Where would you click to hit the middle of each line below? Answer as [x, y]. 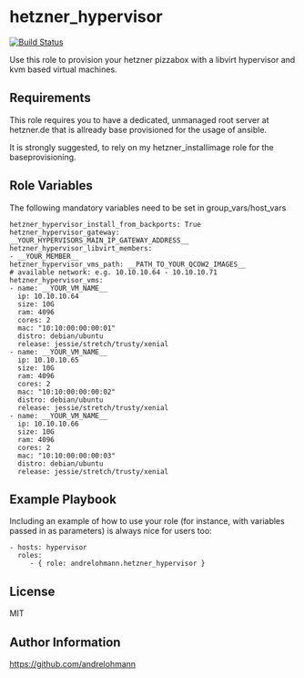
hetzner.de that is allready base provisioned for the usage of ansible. [138, 129]
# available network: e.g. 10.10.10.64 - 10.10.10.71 [114, 272]
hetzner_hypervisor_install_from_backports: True [106, 224]
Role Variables [51, 185]
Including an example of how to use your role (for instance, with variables [147, 521]
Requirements [50, 98]
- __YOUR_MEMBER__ [44, 256]
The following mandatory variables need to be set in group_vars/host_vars [148, 208]
